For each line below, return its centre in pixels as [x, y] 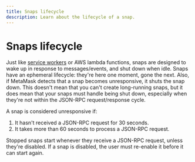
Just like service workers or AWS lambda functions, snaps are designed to [96, 62]
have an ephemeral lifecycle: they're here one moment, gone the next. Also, [98, 75]
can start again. [25, 153]
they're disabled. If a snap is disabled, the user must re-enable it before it [95, 147]
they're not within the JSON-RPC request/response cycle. [76, 100]
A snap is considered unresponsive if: [52, 111]
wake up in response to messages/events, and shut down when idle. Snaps [97, 69]
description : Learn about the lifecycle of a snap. [70, 17]
